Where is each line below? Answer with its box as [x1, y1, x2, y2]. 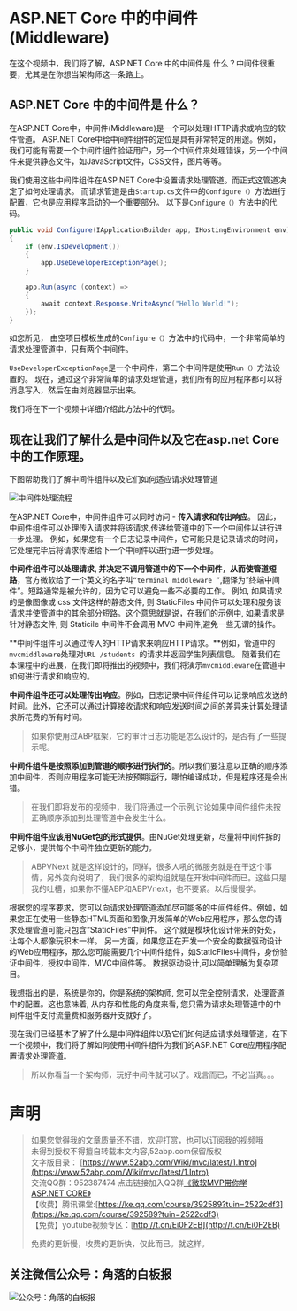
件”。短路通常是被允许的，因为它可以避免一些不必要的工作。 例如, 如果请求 [9, 586, 283, 596]
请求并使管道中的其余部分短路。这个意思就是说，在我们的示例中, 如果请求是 [9, 608, 285, 618]
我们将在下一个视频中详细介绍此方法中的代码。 [9, 404, 179, 415]
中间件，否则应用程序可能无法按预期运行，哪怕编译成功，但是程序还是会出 [16, 772, 288, 782]
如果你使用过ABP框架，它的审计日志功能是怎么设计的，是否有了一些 [30, 731, 279, 741]
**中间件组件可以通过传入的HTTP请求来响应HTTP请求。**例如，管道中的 [9, 638, 276, 648]
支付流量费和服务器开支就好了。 [39, 1010, 156, 1020]
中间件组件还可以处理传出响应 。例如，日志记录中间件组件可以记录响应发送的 [9, 690, 288, 701]
